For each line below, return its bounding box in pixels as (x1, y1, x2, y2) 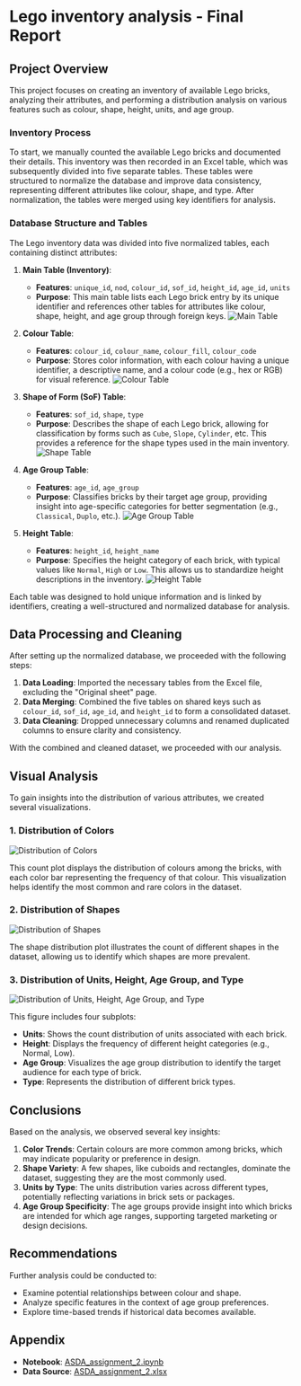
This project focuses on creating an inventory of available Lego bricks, (9, 85, 270, 95)
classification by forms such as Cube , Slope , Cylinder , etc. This (35, 428, 267, 438)
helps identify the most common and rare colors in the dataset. (9, 881, 243, 892)
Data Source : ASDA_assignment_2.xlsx (22, 1365, 168, 1376)
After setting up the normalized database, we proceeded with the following (9, 650, 287, 661)
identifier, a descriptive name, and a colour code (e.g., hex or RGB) (35, 364, 283, 375)
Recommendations (9, 1246, 118, 1261)
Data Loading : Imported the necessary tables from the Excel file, (22, 677, 262, 688)
